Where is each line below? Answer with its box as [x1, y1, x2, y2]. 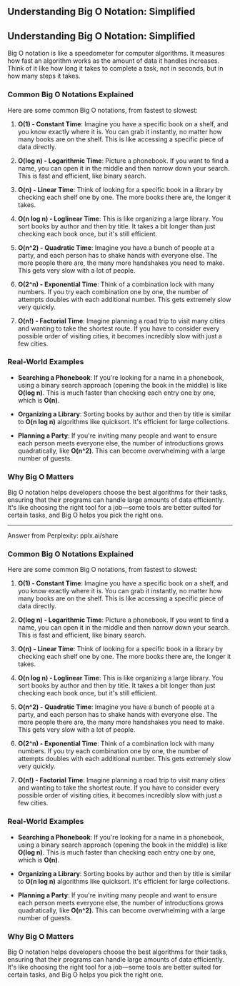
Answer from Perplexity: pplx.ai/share [7, 531, 119, 540]
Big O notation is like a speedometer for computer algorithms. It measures [7, 49, 225, 58]
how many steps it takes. [7, 71, 81, 81]
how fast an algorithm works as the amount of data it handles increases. [7, 56, 220, 65]
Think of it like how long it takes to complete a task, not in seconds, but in [7, 64, 224, 73]
